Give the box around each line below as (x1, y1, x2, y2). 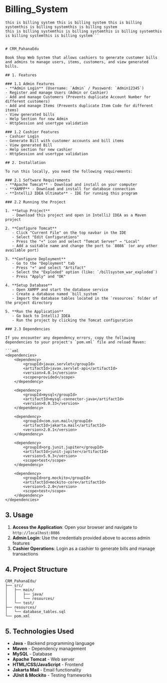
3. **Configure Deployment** (5, 256, 66, 261)
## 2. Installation (5, 160, 46, 165)
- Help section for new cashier (5, 147, 72, 152)
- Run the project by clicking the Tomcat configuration (11, 318, 133, 323)
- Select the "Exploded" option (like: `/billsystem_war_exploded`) (11, 269, 157, 275)
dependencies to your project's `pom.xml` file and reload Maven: (5, 339, 146, 345)
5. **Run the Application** (5, 309, 64, 314)
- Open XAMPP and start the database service (11, 287, 108, 292)
